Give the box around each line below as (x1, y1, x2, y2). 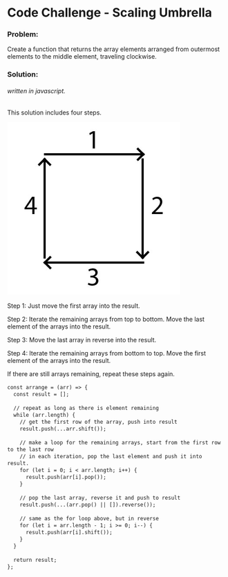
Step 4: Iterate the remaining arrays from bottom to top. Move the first (7, 349, 206, 357)
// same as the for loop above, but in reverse (19, 515, 159, 522)
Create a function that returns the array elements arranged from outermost (7, 45, 220, 53)
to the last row (7, 446, 54, 453)
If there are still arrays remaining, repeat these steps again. (7, 369, 175, 378)
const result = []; (13, 391, 70, 398)
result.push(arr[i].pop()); (25, 473, 107, 480)
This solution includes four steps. (7, 108, 102, 117)
